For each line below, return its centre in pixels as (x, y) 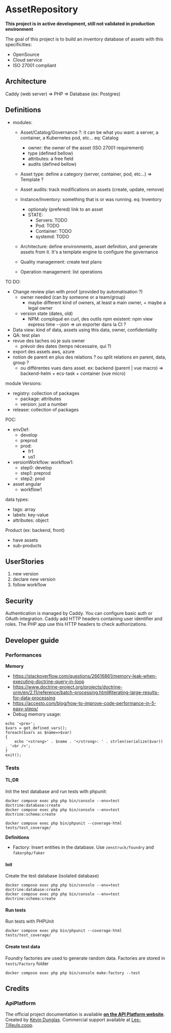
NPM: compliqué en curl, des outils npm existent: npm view (90, 319)
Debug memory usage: (37, 714)
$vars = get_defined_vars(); (36, 728)
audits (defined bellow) (52, 164)
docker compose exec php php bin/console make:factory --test (73, 973)
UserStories (25, 561)
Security (19, 601)
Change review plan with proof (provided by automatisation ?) (78, 291)
